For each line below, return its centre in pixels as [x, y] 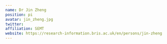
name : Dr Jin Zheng [26, 10]
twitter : [14, 24]
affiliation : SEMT [25, 29]
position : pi [19, 15]
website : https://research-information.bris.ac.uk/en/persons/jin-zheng [84, 33]
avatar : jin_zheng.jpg [29, 19]
